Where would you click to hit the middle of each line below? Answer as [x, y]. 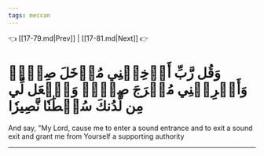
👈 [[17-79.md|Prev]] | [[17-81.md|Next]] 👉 [79, 38]
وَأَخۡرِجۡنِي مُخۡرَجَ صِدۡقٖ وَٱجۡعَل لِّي [128, 89]
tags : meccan [29, 15]
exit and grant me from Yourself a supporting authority [96, 136]
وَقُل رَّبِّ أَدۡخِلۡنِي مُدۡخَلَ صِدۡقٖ [115, 73]
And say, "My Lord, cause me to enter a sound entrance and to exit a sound [130, 128]
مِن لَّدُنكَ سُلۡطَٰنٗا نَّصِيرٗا [76, 106]
